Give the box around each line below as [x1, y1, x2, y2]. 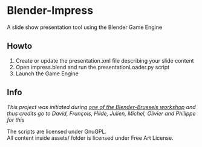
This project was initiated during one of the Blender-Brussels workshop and [7, 103, 196, 110]
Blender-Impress [7, 4, 93, 17]
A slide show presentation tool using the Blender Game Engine [7, 23, 163, 31]
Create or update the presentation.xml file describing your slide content [15, 57, 194, 64]
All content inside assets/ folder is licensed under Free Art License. [7, 134, 174, 142]
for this [7, 116, 25, 124]
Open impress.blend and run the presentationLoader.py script [15, 63, 170, 70]
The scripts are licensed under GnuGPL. [7, 128, 107, 135]
